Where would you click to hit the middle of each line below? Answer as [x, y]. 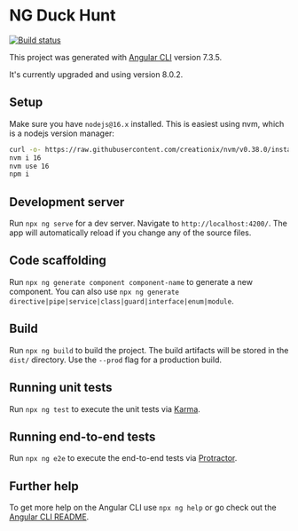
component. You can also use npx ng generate [94, 291]
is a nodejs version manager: [62, 133]
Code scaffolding [58, 261]
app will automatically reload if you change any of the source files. [130, 233]
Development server [67, 202]
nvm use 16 [29, 166]
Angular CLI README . [49, 517]
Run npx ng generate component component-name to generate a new [131, 281]
